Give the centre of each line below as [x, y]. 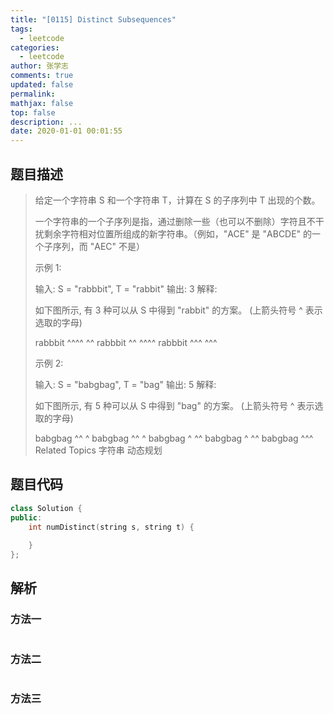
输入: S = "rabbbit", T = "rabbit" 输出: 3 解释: [126, 288]
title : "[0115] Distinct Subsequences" [93, 19]
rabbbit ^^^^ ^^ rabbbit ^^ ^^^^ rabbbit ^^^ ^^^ [126, 342]
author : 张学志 [39, 66]
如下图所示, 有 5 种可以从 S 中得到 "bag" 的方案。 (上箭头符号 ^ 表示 [174, 405]
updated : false [42, 85]
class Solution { [46, 508]
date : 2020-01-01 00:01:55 [66, 131]
